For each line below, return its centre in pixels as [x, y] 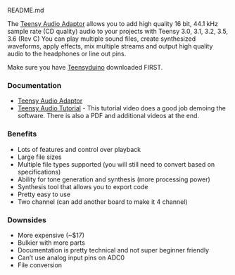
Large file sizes [39, 157]
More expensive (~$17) [51, 235]
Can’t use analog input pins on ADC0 [71, 257]
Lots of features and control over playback [79, 149]
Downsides [27, 219]
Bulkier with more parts [51, 243]
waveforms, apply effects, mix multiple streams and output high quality [110, 46]
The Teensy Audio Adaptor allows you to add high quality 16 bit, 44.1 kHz [113, 24]
